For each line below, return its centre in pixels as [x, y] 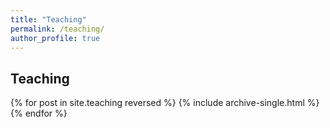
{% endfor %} [39, 113]
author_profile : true [55, 38]
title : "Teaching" [48, 19]
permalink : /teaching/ [57, 29]
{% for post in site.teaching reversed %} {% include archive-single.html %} [165, 103]
